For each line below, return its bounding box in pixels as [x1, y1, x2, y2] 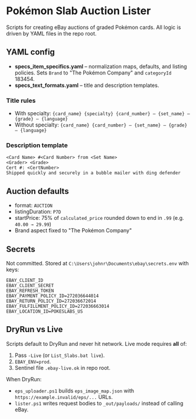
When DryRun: [6, 375, 42, 382]
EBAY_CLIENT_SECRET [6, 282, 54, 288]
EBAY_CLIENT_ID [6, 277, 44, 283]
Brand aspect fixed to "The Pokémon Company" [14, 227, 132, 234]
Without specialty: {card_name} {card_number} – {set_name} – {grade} [14, 121, 188, 128]
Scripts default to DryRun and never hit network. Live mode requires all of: [6, 340, 187, 347]
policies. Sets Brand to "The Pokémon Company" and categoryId [14, 69, 172, 76]
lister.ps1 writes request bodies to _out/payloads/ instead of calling [14, 399, 184, 407]
